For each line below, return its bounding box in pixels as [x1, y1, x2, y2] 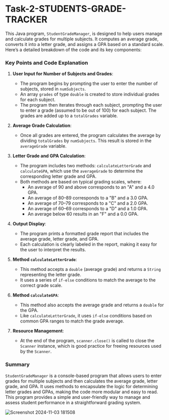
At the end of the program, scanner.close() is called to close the [20, 338, 155, 344]
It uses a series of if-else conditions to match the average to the [20, 277, 156, 283]
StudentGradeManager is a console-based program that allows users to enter [5, 372, 162, 379]
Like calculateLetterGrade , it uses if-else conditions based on [20, 313, 152, 319]
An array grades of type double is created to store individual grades [20, 91, 160, 98]
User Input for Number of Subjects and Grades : [12, 71, 114, 77]
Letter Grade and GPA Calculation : [12, 153, 86, 159]
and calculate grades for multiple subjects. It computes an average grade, [5, 36, 159, 42]
